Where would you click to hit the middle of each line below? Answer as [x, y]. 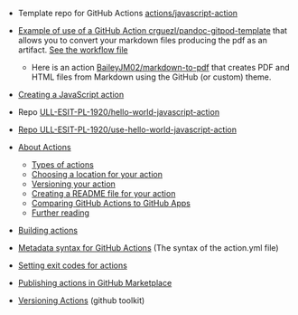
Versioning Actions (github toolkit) [81, 301]
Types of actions [63, 165]
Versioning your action [73, 184]
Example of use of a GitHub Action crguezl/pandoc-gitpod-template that [152, 30]
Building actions [48, 230]
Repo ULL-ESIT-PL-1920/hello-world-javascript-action [118, 112]
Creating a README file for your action [103, 193]
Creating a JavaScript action [71, 95]
